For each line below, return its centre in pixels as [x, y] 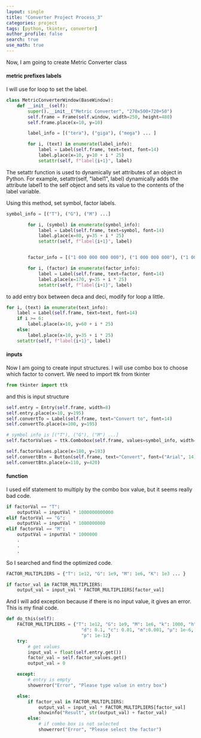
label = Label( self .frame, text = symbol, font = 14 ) [101, 230]
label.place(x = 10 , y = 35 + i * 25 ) [71, 335]
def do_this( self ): [31, 619]
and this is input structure [38, 397]
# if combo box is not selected [78, 724]
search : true [22, 40]
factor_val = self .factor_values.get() [77, 658]
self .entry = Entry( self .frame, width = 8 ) [59, 407]
